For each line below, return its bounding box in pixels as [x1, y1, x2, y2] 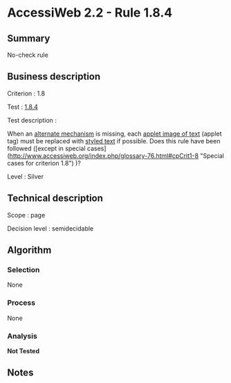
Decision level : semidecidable [7, 224, 94, 233]
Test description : [7, 116, 57, 124]
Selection [7, 265, 40, 274]
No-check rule [7, 51, 48, 59]
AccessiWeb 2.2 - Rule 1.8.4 [7, 5, 173, 21]
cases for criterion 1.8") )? [7, 159, 81, 167]
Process [7, 298, 36, 308]
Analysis [7, 331, 38, 341]
